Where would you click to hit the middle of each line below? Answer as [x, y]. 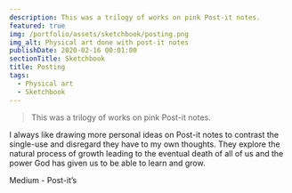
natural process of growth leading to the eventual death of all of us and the [146, 153]
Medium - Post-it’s [43, 180]
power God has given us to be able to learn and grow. [107, 163]
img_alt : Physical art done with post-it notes [99, 42]
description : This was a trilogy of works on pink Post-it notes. [135, 17]
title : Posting [37, 68]
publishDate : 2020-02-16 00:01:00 [73, 51]
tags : [19, 76]
